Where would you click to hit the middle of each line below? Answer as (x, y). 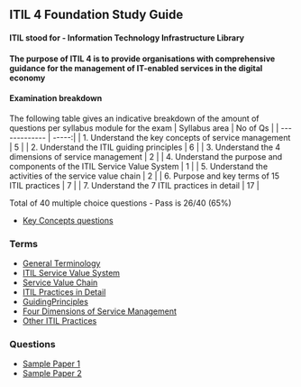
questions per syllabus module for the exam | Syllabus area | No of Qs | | (144, 128)
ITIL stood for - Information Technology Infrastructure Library (127, 37)
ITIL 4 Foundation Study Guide (96, 15)
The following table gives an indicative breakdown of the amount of (134, 118)
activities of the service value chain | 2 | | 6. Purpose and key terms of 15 (145, 176)
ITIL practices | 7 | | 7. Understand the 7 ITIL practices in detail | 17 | (134, 185)
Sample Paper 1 (51, 364)
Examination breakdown (56, 98)
